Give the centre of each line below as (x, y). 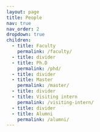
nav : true (19, 23)
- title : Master (32, 80)
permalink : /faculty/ (45, 52)
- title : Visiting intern (45, 97)
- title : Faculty (34, 46)
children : (19, 40)
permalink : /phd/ (39, 68)
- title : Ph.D (30, 63)
